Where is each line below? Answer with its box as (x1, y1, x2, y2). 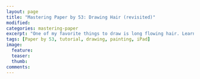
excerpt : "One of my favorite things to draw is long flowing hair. (6, 31, 180, 37)
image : (6, 42, 23, 48)
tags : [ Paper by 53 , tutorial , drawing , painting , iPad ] (6, 36, 151, 42)
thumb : (11, 58, 28, 64)
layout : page (6, 8, 39, 15)
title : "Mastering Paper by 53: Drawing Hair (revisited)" (6, 14, 156, 20)
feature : (11, 48, 33, 53)
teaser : (11, 53, 31, 59)
